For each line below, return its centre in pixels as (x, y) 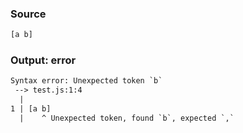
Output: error (43, 60)
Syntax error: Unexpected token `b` (86, 81)
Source (28, 14)
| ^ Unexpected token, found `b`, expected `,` (127, 118)
